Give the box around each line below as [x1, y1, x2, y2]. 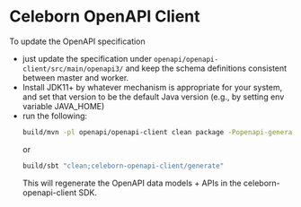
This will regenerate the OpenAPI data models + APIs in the [22, 177, 242, 188]
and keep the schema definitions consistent [125, 63, 288, 73]
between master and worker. [22, 72, 129, 82]
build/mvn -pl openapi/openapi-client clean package [22, 127, 225, 136]
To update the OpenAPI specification [9, 36, 146, 47]
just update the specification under [22, 53, 153, 64]
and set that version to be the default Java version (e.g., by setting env [22, 91, 285, 102]
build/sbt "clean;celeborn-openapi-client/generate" [22, 161, 225, 170]
